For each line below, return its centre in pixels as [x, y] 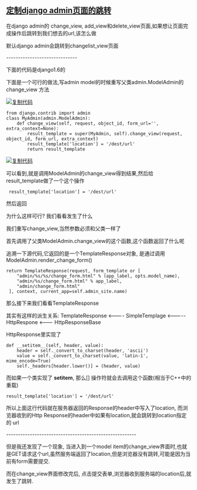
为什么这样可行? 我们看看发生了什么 [49, 216]
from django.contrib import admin [49, 113]
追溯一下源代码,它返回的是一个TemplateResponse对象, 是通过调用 [86, 253]
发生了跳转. [20, 481]
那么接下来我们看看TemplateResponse [52, 303]
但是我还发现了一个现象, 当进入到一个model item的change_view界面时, [92, 446]
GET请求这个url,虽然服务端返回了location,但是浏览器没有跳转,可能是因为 [98, 454]
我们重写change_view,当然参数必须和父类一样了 [64, 228]
